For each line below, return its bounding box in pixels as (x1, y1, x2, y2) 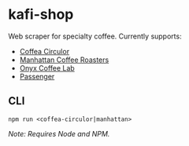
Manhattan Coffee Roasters (19, 55, 109, 64)
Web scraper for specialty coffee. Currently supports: (8, 31, 183, 41)
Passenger (19, 71, 55, 81)
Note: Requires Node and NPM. (8, 129, 110, 138)
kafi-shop (8, 5, 74, 24)
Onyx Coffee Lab (19, 63, 75, 72)
